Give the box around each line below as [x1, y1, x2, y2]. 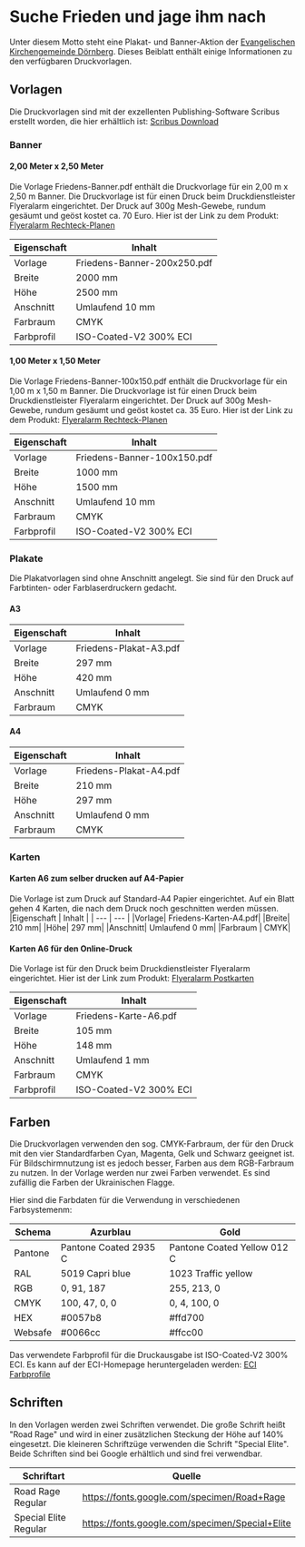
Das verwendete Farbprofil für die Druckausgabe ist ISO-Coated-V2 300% [9, 1349, 289, 1360]
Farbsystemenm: [9, 1204, 73, 1215]
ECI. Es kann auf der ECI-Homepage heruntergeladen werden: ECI [9, 1359, 257, 1370]
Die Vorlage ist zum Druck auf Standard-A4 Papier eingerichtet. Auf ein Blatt [9, 892, 295, 904]
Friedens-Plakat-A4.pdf [75, 764, 181, 777]
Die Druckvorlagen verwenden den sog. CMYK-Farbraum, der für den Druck [9, 1138, 294, 1149]
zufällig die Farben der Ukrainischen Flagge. [9, 1177, 175, 1187]
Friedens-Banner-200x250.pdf [75, 256, 213, 269]
